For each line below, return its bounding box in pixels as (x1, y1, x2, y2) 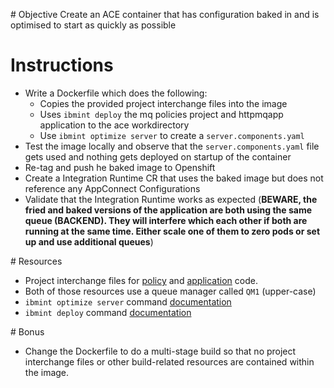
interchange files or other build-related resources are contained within (24, 355, 315, 368)
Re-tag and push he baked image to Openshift (24, 161, 216, 173)
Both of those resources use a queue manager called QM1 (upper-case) (24, 285, 317, 297)
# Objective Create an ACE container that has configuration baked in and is (10, 9, 320, 20)
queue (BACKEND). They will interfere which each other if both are (24, 214, 308, 226)
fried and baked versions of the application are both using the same (24, 204, 313, 216)
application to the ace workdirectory (39, 119, 190, 131)
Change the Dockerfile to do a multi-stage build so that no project (24, 345, 297, 357)
